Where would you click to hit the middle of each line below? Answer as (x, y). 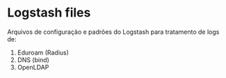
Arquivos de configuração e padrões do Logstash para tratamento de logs (113, 32)
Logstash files (49, 13)
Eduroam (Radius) (43, 52)
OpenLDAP (33, 67)
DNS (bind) (33, 59)
